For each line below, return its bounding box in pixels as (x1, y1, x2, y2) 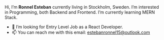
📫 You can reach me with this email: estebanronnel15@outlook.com (11, 29, 150, 35)
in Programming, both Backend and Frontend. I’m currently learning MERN (4, 9, 155, 15)
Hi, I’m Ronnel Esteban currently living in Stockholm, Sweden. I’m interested (4, 4, 160, 10)
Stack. (4, 15, 18, 20)
